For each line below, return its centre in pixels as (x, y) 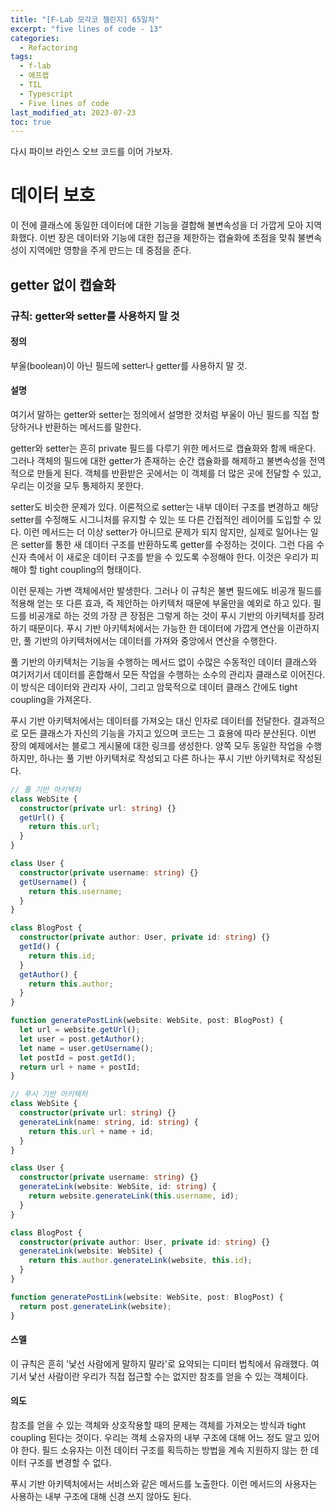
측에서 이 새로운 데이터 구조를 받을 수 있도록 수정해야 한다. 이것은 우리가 (168, 557)
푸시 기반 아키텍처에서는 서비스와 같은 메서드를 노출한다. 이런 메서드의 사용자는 (164, 1483)
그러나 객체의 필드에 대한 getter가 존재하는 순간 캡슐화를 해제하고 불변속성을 (158, 460)
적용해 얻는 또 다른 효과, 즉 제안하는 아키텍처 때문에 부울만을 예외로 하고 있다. (161, 603)
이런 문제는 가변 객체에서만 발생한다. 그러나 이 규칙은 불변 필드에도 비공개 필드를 (166, 590)
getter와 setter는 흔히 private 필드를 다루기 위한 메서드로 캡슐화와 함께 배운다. (163, 448)
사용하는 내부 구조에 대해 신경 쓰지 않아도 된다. (101, 1496)
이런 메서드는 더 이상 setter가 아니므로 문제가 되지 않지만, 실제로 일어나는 (165, 532)
